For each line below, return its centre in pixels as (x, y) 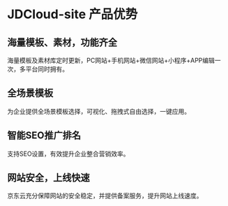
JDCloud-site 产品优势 (73, 14)
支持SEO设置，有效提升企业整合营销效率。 (69, 154)
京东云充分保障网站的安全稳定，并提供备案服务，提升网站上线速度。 (105, 196)
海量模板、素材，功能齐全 (62, 42)
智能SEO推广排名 (44, 136)
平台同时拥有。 (47, 69)
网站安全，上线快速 (48, 178)
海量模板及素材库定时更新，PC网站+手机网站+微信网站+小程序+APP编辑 (111, 60)
